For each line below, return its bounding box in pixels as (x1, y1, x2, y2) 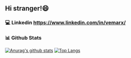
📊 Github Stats (5, 35, 42, 41)
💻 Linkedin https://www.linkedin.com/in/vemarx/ (5, 19, 126, 26)
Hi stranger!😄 (5, 4, 49, 13)
